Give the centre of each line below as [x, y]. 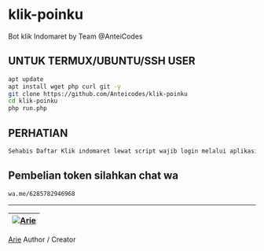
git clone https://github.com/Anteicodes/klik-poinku [98, 94]
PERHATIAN [38, 133]
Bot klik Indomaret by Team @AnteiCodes [75, 36]
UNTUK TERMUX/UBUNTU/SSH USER [102, 61]
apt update [26, 79]
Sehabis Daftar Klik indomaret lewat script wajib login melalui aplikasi [133, 151]
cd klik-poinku [33, 101]
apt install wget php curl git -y [65, 87]
